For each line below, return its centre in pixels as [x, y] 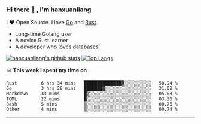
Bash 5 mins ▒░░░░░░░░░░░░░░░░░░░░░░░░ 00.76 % [92, 104]
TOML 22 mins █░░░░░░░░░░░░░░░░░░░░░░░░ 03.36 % [92, 99]
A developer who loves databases [57, 46]
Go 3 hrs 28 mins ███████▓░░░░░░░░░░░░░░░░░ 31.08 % [92, 89]
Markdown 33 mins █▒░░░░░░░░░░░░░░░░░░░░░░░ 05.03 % [92, 94]
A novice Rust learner [42, 41]
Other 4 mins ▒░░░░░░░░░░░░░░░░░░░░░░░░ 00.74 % [92, 110]
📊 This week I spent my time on [47, 70]
